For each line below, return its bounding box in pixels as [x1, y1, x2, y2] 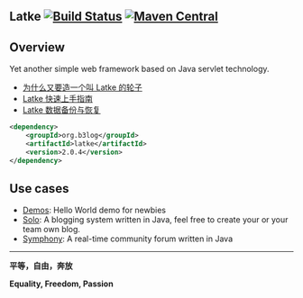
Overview [9, 40, 66, 55]
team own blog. [22, 224, 81, 235]
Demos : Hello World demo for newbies [22, 204, 167, 216]
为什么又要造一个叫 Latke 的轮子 [22, 82, 142, 93]
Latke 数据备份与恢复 [22, 104, 101, 115]
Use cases [9, 181, 69, 196]
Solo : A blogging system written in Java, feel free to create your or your [22, 214, 289, 225]
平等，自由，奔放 [9, 260, 73, 271]
